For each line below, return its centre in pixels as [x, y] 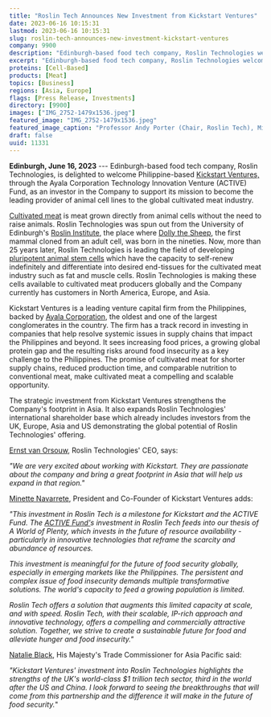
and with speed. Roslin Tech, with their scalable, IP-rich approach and [126, 613]
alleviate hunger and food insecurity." [72, 639]
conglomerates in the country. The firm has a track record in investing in [129, 325]
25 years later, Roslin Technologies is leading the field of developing [122, 249]
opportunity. [30, 385]
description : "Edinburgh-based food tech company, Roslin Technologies [131, 53]
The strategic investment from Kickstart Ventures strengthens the [118, 400]
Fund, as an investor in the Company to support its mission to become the [131, 191]
